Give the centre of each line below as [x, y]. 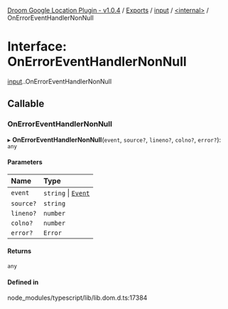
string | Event [67, 193]
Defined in [23, 282]
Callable [26, 104]
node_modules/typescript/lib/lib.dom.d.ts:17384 [77, 298]
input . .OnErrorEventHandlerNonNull [60, 81]
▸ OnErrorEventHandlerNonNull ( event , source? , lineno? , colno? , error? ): [114, 140]
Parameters [25, 162]
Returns [20, 251]
